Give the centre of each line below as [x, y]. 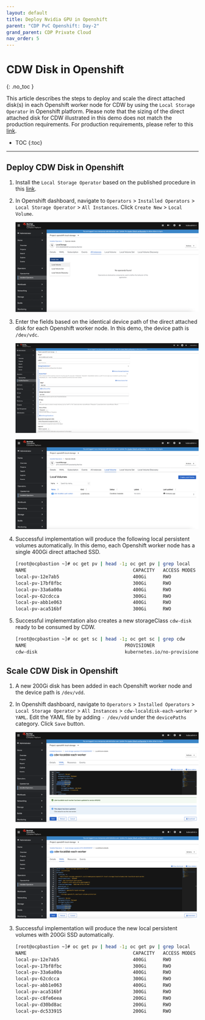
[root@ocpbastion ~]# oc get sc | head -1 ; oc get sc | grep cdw [100, 639]
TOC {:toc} [29, 143]
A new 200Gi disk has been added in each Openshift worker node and [103, 686]
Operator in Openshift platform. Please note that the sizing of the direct [95, 111]
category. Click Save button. [50, 723]
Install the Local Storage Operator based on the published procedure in [105, 182]
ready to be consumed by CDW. [55, 627]
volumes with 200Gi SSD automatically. [65, 934]
